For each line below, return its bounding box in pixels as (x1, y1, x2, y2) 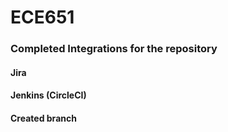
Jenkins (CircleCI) (10, 89, 87, 101)
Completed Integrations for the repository (10, 42, 218, 56)
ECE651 (10, 6, 75, 29)
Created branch (10, 112, 77, 124)
